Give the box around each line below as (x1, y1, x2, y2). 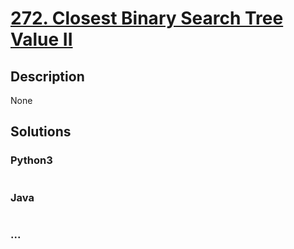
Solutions (10, 123, 72, 141)
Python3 (10, 153, 53, 167)
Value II (10, 28, 73, 51)
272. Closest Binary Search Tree (10, 7, 284, 30)
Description (10, 68, 85, 85)
